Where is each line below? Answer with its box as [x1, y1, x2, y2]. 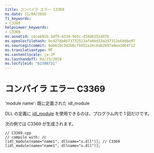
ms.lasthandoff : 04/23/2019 [5, 57, 62, 61]
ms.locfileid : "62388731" [5, 61, 57, 66]
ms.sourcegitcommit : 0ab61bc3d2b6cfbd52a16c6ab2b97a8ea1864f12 [5, 43, 136, 48]
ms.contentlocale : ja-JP [5, 52, 55, 57]
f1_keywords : [5, 16, 31, 21]
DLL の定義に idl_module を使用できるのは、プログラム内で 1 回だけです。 [5, 111, 152, 117]
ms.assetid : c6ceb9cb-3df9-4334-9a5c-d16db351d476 [5, 34, 109, 39]
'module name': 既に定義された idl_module [5, 100, 90, 107]
